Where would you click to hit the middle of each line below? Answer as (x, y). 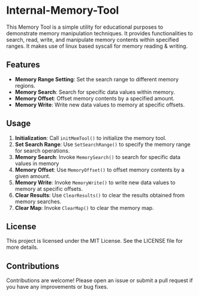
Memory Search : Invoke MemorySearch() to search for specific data (98, 157)
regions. (25, 86)
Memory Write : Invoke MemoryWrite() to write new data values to (95, 182)
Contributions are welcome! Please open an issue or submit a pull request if (99, 280)
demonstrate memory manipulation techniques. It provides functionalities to (99, 33)
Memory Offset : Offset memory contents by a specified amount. (95, 98)
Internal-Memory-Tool (63, 10)
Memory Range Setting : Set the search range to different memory (97, 79)
